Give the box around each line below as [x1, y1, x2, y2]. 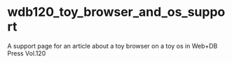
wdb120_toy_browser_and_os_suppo [7, 4, 226, 20]
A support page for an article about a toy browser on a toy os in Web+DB [7, 42, 218, 50]
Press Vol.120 [7, 49, 46, 57]
